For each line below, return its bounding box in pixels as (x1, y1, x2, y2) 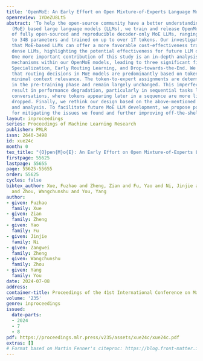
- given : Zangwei (6, 244, 50, 251)
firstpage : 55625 (6, 155, 50, 161)
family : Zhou (11, 261, 45, 267)
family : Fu (11, 228, 39, 234)
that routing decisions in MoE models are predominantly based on (11, 71, 182, 77)
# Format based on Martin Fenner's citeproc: (6, 345, 123, 352)
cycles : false (6, 177, 42, 184)
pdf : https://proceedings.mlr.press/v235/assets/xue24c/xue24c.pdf (6, 334, 180, 340)
